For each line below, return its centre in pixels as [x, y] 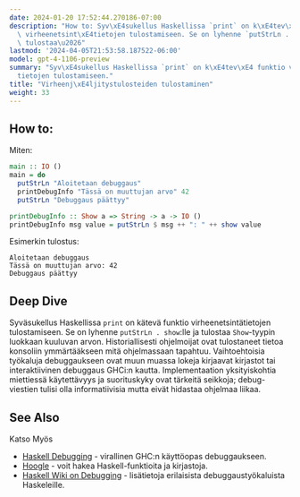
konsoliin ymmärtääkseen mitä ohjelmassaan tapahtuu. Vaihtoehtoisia [137, 351]
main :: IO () [36, 167]
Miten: [21, 150]
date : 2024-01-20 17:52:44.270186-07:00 [86, 17]
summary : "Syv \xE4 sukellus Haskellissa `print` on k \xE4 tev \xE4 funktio [147, 68]
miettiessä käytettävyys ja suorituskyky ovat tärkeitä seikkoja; [123, 380]
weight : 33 [29, 92]
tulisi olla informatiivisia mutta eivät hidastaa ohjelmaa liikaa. [150, 390]
